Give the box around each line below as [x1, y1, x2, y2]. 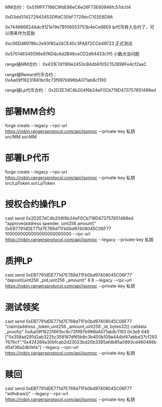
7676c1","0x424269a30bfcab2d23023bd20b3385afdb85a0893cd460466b [5, 339, 157, 345]
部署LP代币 [5, 153, 50, 163]
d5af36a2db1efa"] [5, 344, 41, 350]
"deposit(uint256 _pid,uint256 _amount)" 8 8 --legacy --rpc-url [5, 277, 132, 283]
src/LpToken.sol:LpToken [5, 180, 55, 186]
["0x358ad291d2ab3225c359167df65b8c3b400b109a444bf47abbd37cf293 [5, 334, 157, 340]
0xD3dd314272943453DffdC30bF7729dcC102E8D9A [5, 14, 113, 20]
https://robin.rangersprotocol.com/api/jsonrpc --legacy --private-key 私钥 [5, 236, 154, 243]
